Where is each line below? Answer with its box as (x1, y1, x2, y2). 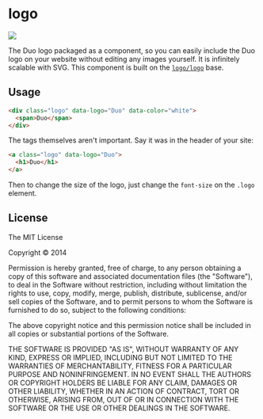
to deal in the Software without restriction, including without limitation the (8, 280, 247, 289)
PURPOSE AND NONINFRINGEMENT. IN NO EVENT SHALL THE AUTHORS (8, 369, 252, 379)
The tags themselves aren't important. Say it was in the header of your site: (8, 135, 254, 145)
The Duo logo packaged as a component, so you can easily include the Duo (8, 45, 256, 55)
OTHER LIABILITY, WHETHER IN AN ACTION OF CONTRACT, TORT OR (8, 386, 239, 396)
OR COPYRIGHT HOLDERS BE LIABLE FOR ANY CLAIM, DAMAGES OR (8, 378, 238, 387)
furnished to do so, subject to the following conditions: (8, 305, 186, 314)
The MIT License (8, 232, 63, 242)
